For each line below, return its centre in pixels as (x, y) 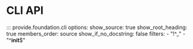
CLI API (25, 11)
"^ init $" (16, 40)
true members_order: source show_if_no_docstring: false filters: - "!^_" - (96, 33)
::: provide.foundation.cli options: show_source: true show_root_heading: (97, 27)
